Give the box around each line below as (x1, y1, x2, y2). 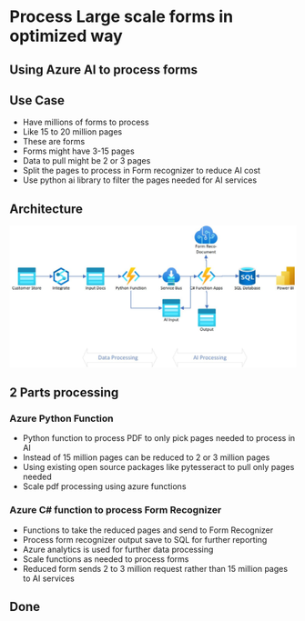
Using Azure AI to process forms (9, 62, 198, 77)
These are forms (22, 136, 86, 147)
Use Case (9, 93, 66, 108)
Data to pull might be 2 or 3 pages (22, 155, 151, 166)
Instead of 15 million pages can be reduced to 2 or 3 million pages (22, 452, 270, 463)
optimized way (9, 25, 123, 46)
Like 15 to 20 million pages (22, 126, 123, 137)
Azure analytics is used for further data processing (22, 544, 214, 555)
